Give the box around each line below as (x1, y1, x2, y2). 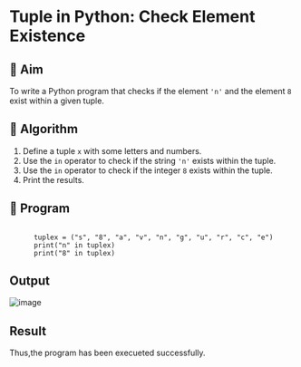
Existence (9, 25, 86, 46)
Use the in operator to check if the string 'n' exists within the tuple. (22, 155, 277, 166)
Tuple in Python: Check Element (9, 6, 256, 27)
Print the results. (22, 174, 84, 185)
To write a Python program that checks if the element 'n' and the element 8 (9, 86, 292, 96)
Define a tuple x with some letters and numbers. (22, 145, 202, 156)
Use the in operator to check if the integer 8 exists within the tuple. (22, 165, 274, 176)
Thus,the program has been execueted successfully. (9, 347, 206, 359)
